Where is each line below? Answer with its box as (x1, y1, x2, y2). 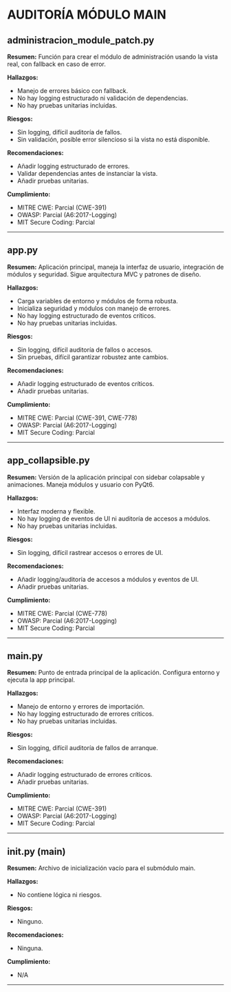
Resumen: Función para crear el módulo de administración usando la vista (7, 52, 219, 61)
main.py (7, 650, 43, 662)
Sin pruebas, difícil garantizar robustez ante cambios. (16, 352, 168, 361)
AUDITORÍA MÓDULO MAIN (7, 7, 166, 23)
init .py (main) (7, 845, 66, 858)
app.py (7, 245, 38, 256)
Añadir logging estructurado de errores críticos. (16, 771, 153, 779)
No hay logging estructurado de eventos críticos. (16, 311, 156, 320)
